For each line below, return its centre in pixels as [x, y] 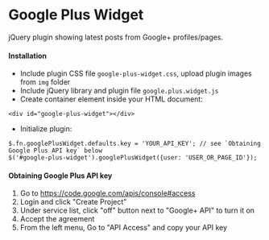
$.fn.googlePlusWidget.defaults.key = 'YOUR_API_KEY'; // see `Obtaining [135, 144]
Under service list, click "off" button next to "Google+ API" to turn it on [137, 210]
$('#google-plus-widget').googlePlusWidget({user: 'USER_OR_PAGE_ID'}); [133, 158]
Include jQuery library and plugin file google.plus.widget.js [119, 91]
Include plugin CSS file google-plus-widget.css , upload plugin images [136, 73]
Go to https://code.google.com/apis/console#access [108, 193]
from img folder [45, 82]
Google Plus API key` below [56, 151]
